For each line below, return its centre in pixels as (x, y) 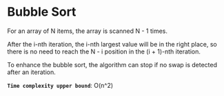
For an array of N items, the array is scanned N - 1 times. (87, 31)
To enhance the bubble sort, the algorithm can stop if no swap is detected (112, 64)
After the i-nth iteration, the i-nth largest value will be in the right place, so (112, 44)
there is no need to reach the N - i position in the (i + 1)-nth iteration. (104, 51)
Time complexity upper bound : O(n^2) (60, 85)
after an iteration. (32, 72)
